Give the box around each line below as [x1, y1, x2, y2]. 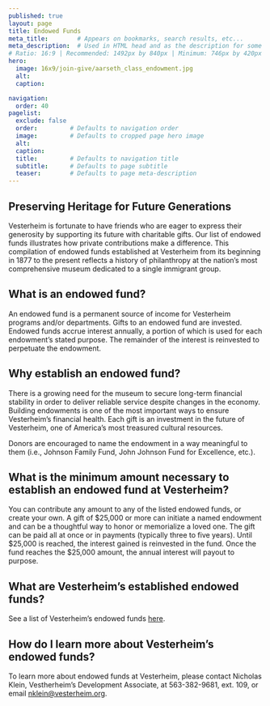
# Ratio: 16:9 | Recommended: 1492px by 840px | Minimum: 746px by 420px [8, 49, 263, 57]
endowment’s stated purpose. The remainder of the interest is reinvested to [8, 334, 260, 344]
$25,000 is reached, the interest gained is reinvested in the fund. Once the [8, 539, 257, 549]
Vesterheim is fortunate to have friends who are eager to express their [8, 220, 243, 231]
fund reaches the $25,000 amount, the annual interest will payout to [8, 547, 235, 557]
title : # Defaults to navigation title [15, 155, 179, 163]
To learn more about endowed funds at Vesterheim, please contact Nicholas [8, 671, 263, 681]
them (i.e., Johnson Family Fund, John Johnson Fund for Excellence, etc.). [8, 447, 256, 457]
